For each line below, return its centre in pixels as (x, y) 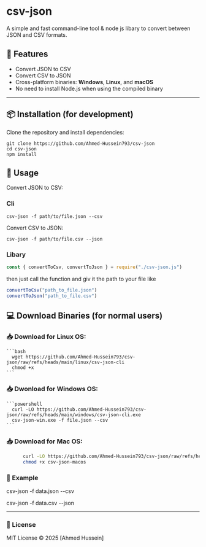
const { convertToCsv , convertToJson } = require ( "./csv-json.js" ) (94, 267)
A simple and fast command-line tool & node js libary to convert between (98, 28)
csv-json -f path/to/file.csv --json (55, 239)
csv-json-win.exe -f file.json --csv (60, 420)
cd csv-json (21, 149)
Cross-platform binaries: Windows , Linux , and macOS (84, 82)
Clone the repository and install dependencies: (65, 132)
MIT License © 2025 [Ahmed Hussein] (55, 538)
